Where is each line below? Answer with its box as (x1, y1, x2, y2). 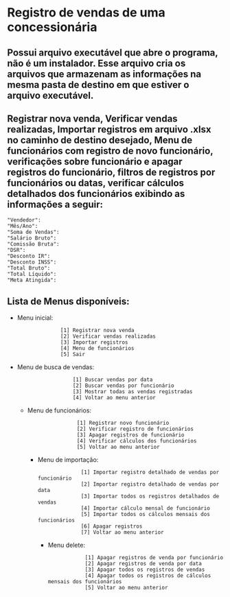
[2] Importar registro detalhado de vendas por (80, 481, 220, 488)
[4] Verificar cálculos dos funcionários (76, 438, 197, 445)
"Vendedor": (7, 217, 41, 224)
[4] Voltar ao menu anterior (72, 395, 156, 401)
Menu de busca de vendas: (16, 363, 95, 371)
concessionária (7, 19, 97, 35)
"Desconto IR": (7, 253, 51, 260)
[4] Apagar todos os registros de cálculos (84, 572, 211, 579)
